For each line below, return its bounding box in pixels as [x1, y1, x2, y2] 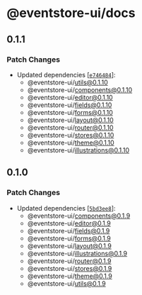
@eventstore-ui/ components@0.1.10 [27, 85, 133, 94]
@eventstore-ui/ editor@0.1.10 [27, 93, 114, 101]
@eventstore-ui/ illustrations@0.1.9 [27, 249, 128, 257]
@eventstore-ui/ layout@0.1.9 [27, 241, 112, 250]
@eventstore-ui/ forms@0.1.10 [27, 108, 114, 116]
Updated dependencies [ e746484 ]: [16, 70, 116, 79]
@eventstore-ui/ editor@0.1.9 [27, 218, 111, 228]
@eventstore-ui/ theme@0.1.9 [27, 272, 112, 280]
